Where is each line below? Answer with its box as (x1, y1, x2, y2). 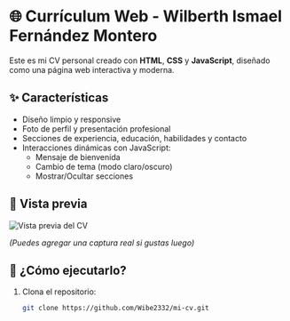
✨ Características (9, 91, 109, 106)
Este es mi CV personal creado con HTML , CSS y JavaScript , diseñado (9, 55, 270, 66)
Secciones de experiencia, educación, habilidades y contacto (21, 132, 247, 143)
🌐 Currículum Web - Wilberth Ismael (9, 6, 282, 27)
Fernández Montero (9, 26, 158, 46)
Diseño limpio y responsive (21, 114, 121, 124)
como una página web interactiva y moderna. (9, 64, 175, 75)
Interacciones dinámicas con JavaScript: (21, 142, 171, 153)
